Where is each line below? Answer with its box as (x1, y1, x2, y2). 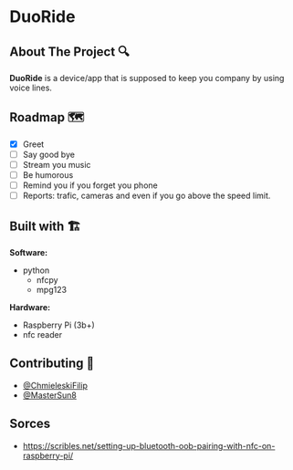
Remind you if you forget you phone (22, 180, 158, 191)
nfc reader (22, 329, 62, 339)
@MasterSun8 (22, 390, 78, 401)
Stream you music (22, 159, 91, 170)
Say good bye (22, 149, 76, 160)
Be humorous (22, 170, 74, 180)
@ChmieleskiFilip (22, 380, 89, 391)
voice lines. (9, 82, 53, 93)
